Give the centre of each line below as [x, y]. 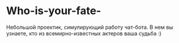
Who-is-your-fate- [54, 11]
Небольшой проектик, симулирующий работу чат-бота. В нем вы [90, 27]
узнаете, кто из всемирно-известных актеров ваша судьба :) [84, 33]
